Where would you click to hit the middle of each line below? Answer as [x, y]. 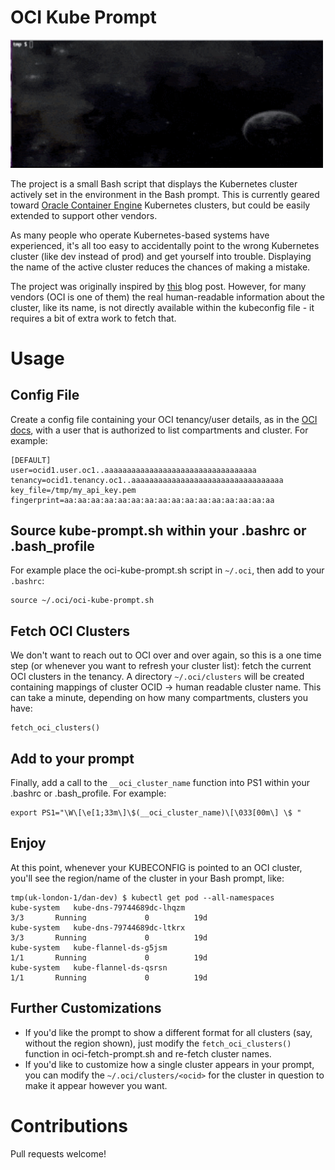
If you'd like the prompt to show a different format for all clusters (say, [168, 1032]
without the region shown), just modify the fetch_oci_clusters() [158, 1043]
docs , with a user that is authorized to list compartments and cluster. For [159, 430]
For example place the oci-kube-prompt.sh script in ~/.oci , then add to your [167, 570]
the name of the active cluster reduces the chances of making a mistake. [160, 267]
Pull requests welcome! [58, 1153]
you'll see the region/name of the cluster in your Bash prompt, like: [147, 878]
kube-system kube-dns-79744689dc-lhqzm [98, 907]
